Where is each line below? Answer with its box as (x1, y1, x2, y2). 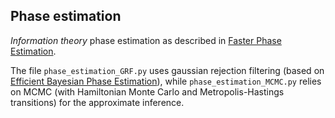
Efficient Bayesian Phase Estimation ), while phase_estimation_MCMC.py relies (10, 75, 322, 87)
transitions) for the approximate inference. (10, 96, 185, 108)
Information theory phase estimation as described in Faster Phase (10, 34, 282, 46)
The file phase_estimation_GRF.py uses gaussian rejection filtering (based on (10, 64, 325, 76)
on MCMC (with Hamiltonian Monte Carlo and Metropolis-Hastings (10, 85, 285, 98)
